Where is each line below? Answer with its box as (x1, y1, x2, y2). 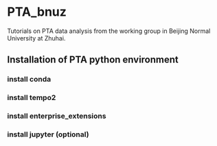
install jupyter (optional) (7, 130, 89, 139)
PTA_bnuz (7, 4, 67, 20)
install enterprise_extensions (7, 111, 106, 121)
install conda (7, 75, 52, 84)
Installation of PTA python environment (7, 54, 179, 66)
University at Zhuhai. (7, 34, 66, 42)
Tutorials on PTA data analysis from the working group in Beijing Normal (7, 27, 211, 35)
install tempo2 (7, 93, 56, 103)
